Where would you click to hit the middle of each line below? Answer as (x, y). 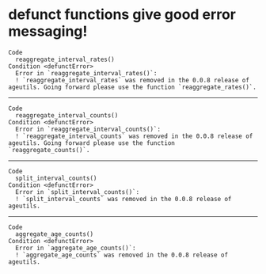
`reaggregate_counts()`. (49, 150)
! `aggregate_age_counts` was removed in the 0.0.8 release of (122, 255)
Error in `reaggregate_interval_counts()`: (88, 129)
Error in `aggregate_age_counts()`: (76, 248)
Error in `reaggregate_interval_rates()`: (86, 73)
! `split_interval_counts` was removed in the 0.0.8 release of (123, 199)
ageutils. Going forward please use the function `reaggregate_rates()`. (133, 87)
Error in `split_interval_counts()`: (78, 192)
